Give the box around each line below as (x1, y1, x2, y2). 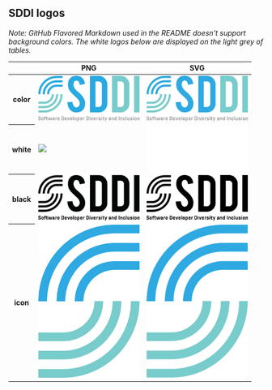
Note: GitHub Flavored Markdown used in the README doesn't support (8, 28, 246, 37)
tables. (8, 45, 32, 55)
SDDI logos (8, 6, 66, 20)
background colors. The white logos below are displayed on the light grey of (8, 36, 264, 46)
